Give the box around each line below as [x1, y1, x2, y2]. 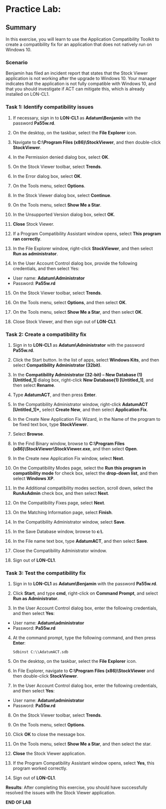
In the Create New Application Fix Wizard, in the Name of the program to [12, 416, 161, 422]
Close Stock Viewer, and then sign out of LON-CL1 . [12, 319, 117, 324]
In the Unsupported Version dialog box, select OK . [12, 211, 115, 217]
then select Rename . [12, 382, 56, 388]
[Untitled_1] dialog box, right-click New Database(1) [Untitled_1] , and [12, 377, 154, 383]
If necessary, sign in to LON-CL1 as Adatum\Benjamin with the [12, 115, 141, 121]
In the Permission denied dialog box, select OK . [12, 154, 110, 160]
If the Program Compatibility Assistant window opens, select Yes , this [12, 760, 155, 766]
